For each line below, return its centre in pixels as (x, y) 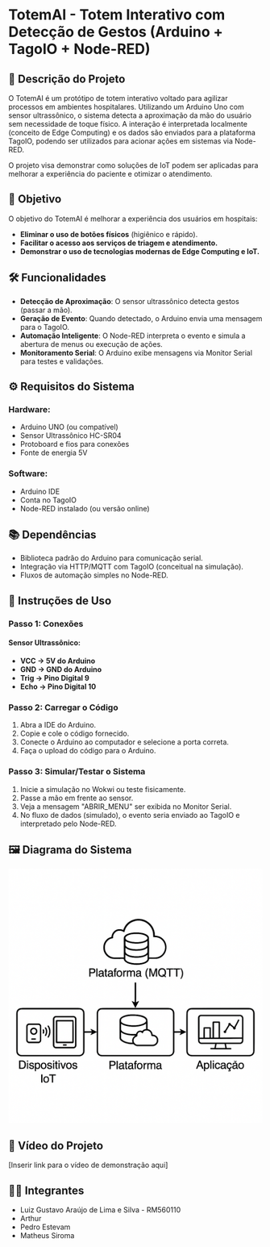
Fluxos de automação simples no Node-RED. (94, 575)
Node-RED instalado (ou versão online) (85, 508)
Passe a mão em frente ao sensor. (77, 798)
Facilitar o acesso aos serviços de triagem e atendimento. (119, 243)
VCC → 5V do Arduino (58, 661)
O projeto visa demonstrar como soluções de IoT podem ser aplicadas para (133, 165)
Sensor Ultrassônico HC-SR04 (71, 436)
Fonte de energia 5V (54, 453)
